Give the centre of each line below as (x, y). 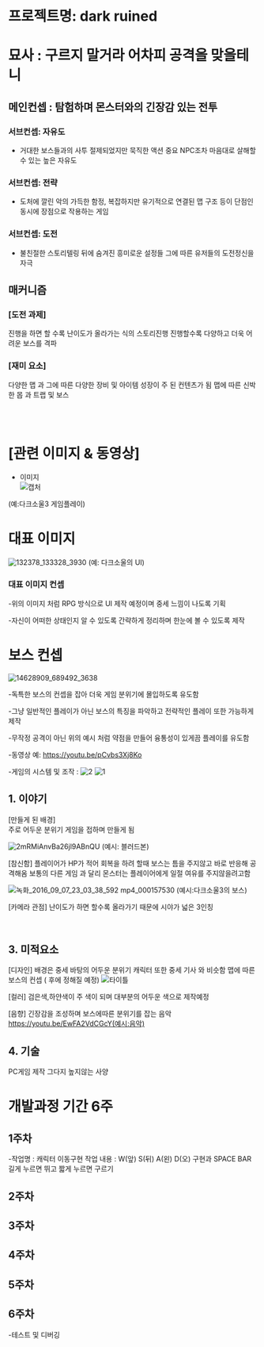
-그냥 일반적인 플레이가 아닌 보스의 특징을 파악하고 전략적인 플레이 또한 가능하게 (131, 711)
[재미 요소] (27, 366)
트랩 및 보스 (51, 394)
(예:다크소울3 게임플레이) (47, 504)
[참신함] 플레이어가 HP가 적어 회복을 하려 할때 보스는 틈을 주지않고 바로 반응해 (128, 863)
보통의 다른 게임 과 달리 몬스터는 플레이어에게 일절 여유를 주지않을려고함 (140, 873)
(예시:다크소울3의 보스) (212, 890)
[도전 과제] (27, 314)
